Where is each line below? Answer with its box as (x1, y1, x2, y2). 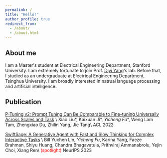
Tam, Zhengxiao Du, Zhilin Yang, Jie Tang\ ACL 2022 (5, 122, 114, 128)
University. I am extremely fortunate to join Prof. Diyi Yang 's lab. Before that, (5, 67, 162, 73)
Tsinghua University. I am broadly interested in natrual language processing (5, 78, 161, 84)
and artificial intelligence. (5, 83, 57, 89)
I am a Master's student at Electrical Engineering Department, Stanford (5, 62, 151, 68)
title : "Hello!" (5, 12, 39, 17)
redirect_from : (5, 21, 37, 26)
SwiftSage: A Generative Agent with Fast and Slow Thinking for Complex (5, 131, 154, 137)
